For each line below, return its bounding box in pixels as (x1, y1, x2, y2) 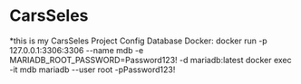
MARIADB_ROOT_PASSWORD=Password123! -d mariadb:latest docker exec (9, 54, 292, 65)
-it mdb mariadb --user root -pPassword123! (9, 64, 176, 75)
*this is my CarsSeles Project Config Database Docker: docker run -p (9, 35, 267, 46)
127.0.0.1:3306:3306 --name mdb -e (9, 44, 144, 55)
